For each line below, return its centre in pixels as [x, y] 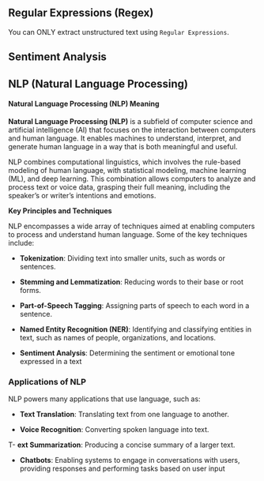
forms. [30, 290]
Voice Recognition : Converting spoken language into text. [114, 430]
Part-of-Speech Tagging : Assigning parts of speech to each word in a [134, 305]
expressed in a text [51, 361]
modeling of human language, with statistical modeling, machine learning [127, 170]
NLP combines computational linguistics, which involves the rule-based [124, 162]
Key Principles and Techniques [60, 210]
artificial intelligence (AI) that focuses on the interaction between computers [132, 130]
